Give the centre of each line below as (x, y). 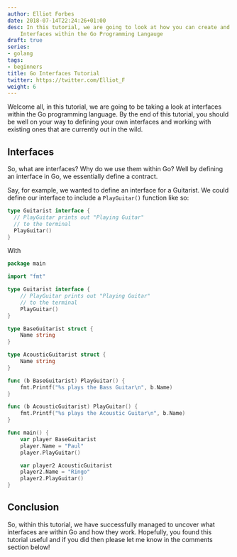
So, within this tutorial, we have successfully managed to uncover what (111, 524)
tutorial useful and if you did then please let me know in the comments (110, 539)
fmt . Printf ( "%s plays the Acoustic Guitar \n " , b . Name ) (103, 413)
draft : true (25, 40)
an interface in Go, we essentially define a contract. (83, 177)
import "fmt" (27, 277)
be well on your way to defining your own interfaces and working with (109, 122)
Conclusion (33, 508)
